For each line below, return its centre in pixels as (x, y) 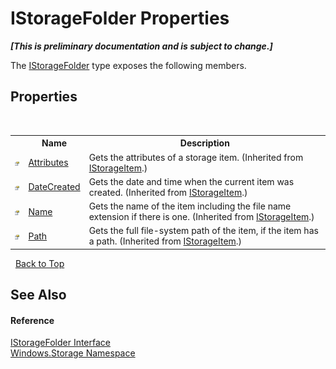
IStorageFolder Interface (61, 343)
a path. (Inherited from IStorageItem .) (165, 241)
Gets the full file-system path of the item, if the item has (203, 231)
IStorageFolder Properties (120, 18)
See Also (38, 295)
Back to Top (39, 263)
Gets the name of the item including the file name (190, 206)
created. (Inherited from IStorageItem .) (168, 192)
